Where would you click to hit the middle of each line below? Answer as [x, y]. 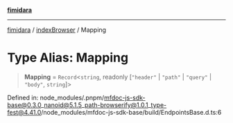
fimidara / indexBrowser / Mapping [57, 30]
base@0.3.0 [24, 105]
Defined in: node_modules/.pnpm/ [56, 97]
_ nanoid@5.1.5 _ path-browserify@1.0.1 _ [96, 105]
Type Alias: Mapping [68, 58]
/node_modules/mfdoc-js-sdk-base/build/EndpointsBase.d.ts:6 [131, 112]
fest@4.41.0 [24, 112]
